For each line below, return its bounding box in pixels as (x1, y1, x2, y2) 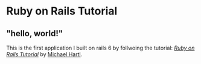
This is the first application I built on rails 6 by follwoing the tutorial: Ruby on (6, 44, 195, 51)
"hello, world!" (6, 28, 63, 39)
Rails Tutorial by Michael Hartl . (6, 51, 83, 58)
